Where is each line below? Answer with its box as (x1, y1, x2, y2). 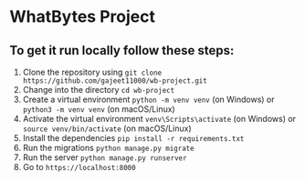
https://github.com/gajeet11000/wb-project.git (22, 76, 207, 85)
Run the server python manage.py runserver (22, 152, 187, 163)
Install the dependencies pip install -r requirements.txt (22, 133, 245, 143)
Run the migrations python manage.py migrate (22, 143, 195, 153)
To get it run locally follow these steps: (9, 43, 235, 58)
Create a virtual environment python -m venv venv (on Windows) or (22, 94, 276, 105)
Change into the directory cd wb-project (22, 85, 175, 95)
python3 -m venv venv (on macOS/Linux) (22, 104, 175, 115)
